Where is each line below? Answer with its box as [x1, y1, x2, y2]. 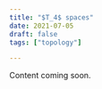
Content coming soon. [9, 70, 91, 81]
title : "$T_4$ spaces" [9, 12, 94, 22]
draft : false [9, 29, 58, 38]
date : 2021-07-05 [9, 21, 74, 30]
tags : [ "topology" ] [9, 37, 82, 47]
